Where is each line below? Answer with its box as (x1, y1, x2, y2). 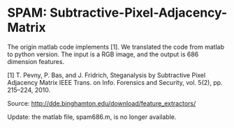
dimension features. (7, 57, 65, 65)
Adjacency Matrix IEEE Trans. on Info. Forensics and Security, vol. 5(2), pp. (7, 78, 223, 86)
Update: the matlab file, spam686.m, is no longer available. (7, 113, 177, 121)
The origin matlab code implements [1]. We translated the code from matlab (7, 42, 225, 51)
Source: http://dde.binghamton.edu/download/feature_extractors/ (7, 99, 196, 107)
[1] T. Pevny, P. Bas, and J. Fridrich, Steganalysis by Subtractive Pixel (7, 71, 206, 79)
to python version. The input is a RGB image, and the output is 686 (7, 50, 199, 58)
